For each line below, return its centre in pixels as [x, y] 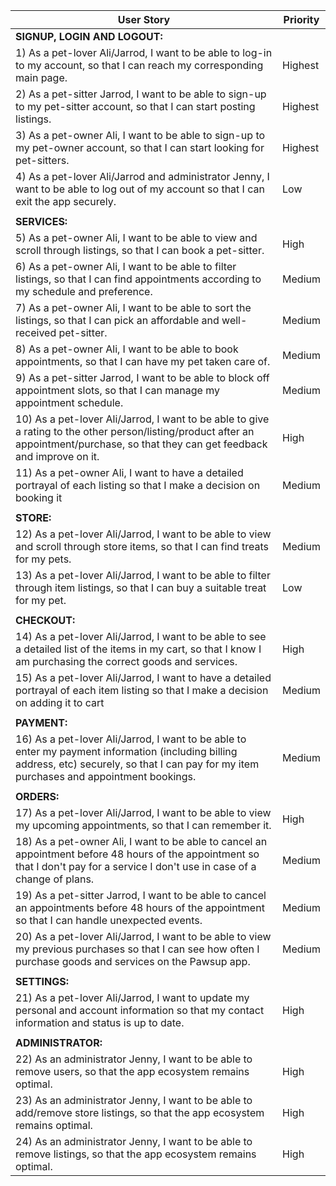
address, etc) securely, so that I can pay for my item [137, 764]
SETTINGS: [42, 981]
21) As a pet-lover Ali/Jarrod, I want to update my [132, 997]
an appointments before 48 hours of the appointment [140, 907]
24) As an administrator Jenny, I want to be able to [134, 1141]
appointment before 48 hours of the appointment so [137, 854]
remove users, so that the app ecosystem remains [132, 1071]
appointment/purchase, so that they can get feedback [141, 444]
